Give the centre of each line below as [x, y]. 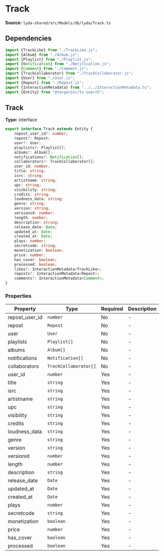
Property [25, 309]
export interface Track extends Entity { [49, 129]
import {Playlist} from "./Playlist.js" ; [49, 59]
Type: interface [21, 120]
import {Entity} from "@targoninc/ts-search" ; [55, 92]
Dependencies [28, 38]
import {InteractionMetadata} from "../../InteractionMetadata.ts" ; [78, 87]
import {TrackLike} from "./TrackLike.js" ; [51, 50]
